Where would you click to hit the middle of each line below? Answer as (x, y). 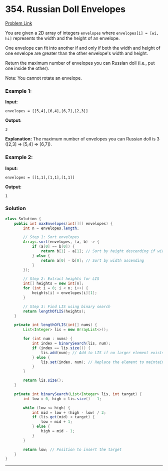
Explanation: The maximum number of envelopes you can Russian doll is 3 (82, 139)
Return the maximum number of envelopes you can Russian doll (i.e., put (80, 63)
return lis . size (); (43, 380)
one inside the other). (27, 68)
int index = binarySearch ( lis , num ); (71, 344)
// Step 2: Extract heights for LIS (61, 279)
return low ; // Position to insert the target (72, 449)
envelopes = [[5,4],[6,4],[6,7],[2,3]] (47, 111)
